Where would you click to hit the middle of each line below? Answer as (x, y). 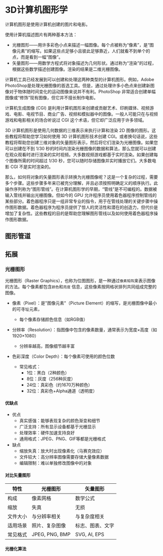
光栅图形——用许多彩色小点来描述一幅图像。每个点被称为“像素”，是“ (81, 45)
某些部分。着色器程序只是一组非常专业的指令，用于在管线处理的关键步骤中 (79, 201)
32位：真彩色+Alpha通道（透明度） (62, 391)
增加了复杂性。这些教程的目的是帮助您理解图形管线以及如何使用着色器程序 (79, 213)
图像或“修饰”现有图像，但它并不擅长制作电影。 (52, 97)
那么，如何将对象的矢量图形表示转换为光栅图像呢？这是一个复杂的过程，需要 (81, 177)
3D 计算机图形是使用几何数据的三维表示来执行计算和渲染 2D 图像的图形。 (78, 130)
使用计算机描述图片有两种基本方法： (41, 34)
